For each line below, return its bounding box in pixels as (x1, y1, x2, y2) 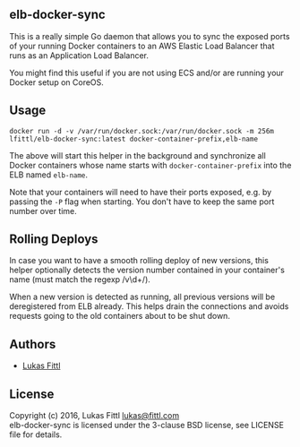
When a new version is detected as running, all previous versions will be (9, 291, 276, 303)
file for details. (9, 429, 63, 440)
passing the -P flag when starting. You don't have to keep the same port (9, 196, 275, 207)
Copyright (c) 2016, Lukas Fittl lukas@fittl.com (9, 410, 180, 421)
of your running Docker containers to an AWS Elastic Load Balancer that (9, 40, 275, 51)
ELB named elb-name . (9, 169, 88, 180)
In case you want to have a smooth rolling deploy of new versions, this (9, 255, 269, 266)
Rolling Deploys (9, 232, 99, 247)
